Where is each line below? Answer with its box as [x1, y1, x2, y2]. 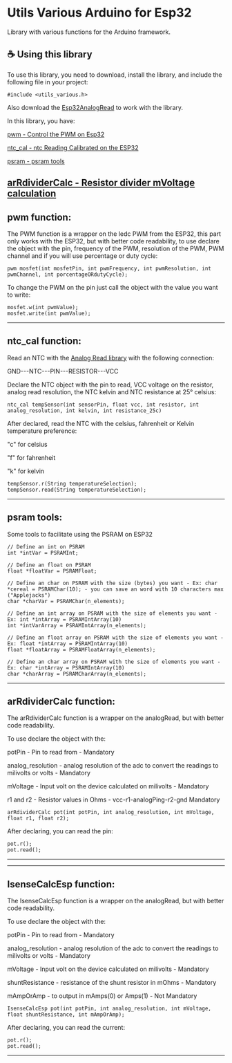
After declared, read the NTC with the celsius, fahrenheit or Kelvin [7, 419, 195, 427]
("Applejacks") [7, 591, 51, 599]
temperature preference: [7, 427, 77, 435]
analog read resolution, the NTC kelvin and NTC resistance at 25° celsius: [7, 387, 216, 396]
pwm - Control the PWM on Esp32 [7, 130, 105, 138]
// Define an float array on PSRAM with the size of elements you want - [7, 634, 224, 641]
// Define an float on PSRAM [7, 562, 91, 569]
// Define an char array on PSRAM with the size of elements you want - [7, 658, 221, 665]
